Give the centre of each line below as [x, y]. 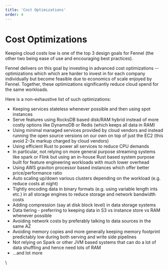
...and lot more [27, 253]
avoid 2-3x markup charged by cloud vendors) [61, 141]
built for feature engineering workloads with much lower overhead [81, 162]
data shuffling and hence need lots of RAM [57, 248]
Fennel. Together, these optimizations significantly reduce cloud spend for [82, 84]
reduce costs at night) [35, 184]
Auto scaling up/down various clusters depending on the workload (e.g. [87, 178]
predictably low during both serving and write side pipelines [74, 237]
